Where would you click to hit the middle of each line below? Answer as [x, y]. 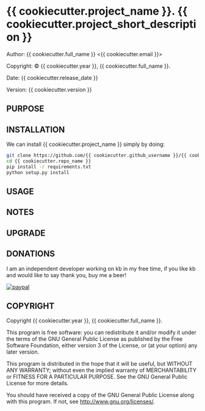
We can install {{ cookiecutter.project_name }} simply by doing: [86, 144]
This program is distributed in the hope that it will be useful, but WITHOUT [99, 364]
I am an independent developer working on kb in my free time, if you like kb [101, 268]
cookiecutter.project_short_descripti [101, 24]
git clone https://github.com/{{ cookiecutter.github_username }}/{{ [97, 156]
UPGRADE [26, 233]
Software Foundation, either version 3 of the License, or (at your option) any [102, 346]
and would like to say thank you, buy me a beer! [67, 275]
